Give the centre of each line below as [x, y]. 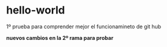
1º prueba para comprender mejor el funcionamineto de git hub [84, 26]
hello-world [36, 10]
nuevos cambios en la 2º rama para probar [60, 38]
